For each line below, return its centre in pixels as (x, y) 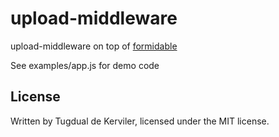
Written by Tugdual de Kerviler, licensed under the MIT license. (140, 121)
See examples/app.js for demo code (85, 65)
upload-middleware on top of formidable (94, 46)
